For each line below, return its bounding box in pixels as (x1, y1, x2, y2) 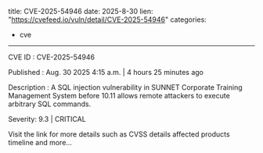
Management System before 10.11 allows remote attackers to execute (8, 91, 231, 100)
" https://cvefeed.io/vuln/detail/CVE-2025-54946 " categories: (8, 15, 207, 24)
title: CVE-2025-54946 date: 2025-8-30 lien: (8, 7, 153, 16)
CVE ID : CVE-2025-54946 (8, 52, 95, 62)
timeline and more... (8, 138, 73, 147)
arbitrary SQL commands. (8, 99, 92, 109)
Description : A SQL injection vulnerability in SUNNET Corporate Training (8, 83, 243, 92)
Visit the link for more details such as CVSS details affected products (8, 130, 230, 139)
